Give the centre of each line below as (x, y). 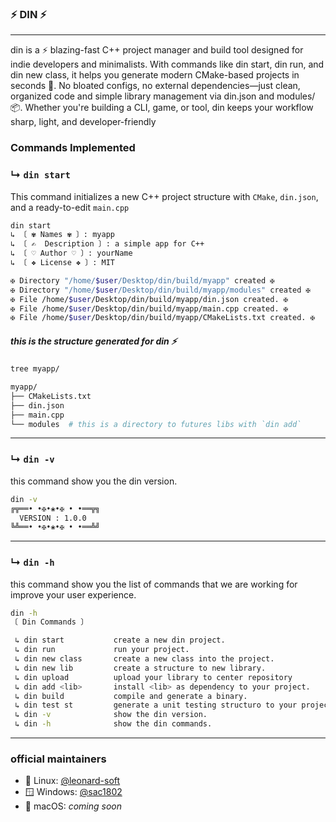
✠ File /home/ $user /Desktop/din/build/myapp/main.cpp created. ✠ (149, 308)
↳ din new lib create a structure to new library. (140, 668)
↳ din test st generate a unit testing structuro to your (156, 705)
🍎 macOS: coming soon (73, 806)
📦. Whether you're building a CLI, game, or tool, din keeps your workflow (162, 108)
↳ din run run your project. (102, 650)
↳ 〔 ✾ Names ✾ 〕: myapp (62, 235)
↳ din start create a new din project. (120, 640)
